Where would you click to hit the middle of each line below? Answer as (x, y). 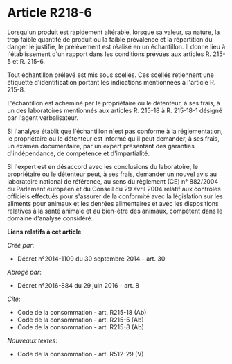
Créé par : (21, 245)
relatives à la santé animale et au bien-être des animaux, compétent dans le (115, 211)
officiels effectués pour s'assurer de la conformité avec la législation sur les (115, 196)
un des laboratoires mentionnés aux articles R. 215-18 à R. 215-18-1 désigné (115, 110)
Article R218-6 (50, 13)
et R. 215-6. (29, 61)
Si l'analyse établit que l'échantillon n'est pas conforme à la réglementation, (115, 131)
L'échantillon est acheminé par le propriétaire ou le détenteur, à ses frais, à (114, 103)
